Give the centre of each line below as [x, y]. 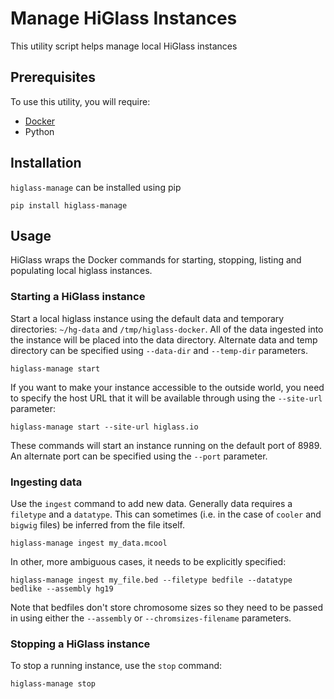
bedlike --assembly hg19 [62, 588]
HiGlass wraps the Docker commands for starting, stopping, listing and [156, 260]
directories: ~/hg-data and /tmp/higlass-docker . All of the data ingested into [167, 329]
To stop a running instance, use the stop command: [116, 666]
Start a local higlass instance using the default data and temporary [147, 318]
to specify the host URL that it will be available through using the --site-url [166, 398]
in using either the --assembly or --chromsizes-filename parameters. [151, 618]
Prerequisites [53, 77]
